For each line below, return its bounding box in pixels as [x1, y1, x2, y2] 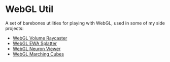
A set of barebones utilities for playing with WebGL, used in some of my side [5, 20, 165, 26]
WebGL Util [5, 3, 54, 15]
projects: [5, 25, 24, 31]
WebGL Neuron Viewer [12, 45, 61, 51]
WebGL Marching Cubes [12, 51, 64, 57]
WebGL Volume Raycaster [12, 35, 67, 41]
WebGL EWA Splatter [12, 40, 57, 46]
